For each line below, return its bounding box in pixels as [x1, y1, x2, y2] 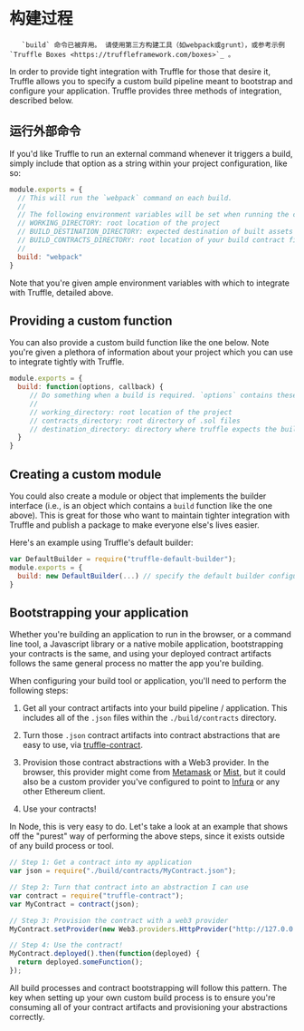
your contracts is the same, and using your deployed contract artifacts [9, 648, 271, 659]
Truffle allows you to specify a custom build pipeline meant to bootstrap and [9, 75, 293, 86]
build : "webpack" [17, 252, 83, 261]
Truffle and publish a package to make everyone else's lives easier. [9, 520, 260, 530]
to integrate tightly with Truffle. [9, 356, 125, 367]
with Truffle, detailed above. [9, 287, 114, 297]
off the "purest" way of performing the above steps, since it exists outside [9, 831, 285, 841]
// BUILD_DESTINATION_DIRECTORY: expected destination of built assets [17, 228, 294, 237]
